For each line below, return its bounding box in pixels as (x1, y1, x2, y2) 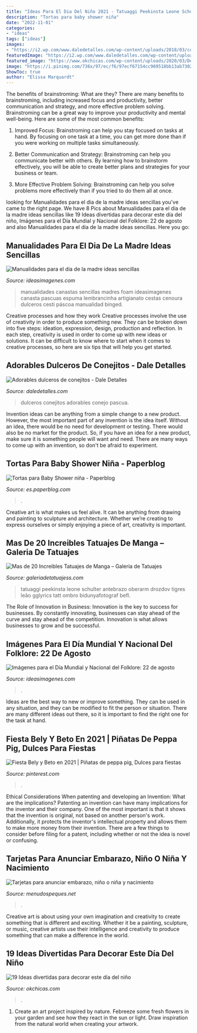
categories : (6, 25, 35, 31)
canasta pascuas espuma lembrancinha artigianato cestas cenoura (20, 294, 183, 301)
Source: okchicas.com (6, 985, 60, 992)
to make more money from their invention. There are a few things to (6, 825, 169, 831)
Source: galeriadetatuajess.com (6, 574, 84, 582)
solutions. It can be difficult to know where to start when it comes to (6, 337, 171, 344)
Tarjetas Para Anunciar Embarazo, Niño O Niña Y (6, 854, 187, 864)
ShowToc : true (6, 69, 41, 75)
